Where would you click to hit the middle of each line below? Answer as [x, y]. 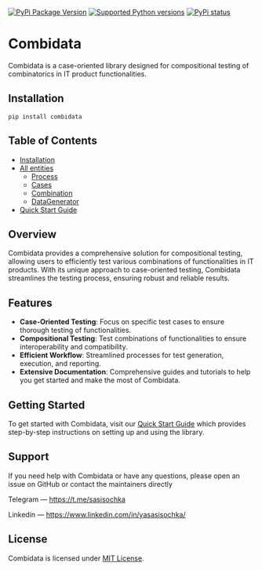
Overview [33, 234]
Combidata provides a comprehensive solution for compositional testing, [126, 253]
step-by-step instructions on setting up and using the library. [106, 432]
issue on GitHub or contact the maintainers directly [90, 484]
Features [30, 303]
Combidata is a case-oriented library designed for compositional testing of [129, 65]
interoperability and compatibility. [73, 347]
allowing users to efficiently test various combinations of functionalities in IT [131, 261]
